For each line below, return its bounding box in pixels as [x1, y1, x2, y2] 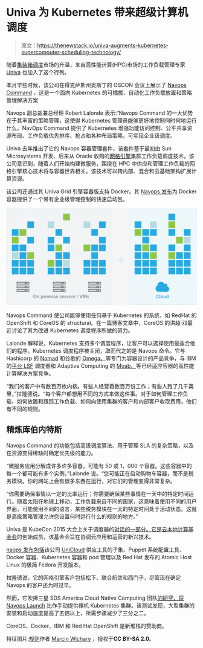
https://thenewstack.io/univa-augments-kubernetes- [37, 42, 169, 49]
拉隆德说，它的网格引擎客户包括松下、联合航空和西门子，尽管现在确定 [6, 574, 181, 581]
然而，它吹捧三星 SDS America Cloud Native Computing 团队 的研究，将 [6, 594, 184, 601]
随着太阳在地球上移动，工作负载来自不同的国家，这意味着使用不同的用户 [16, 498, 197, 505]
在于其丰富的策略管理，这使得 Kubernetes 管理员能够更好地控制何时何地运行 [6, 117, 197, 124]
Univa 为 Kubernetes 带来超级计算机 [6, 5, 188, 19]
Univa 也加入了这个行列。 [6, 68, 70, 75]
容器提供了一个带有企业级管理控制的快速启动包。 [6, 195, 128, 202]
